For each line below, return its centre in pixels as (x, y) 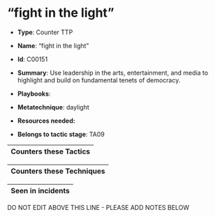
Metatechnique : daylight (53, 107)
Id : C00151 (32, 59)
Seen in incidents (40, 190)
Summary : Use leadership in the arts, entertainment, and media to (113, 73)
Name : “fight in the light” (53, 45)
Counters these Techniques (58, 171)
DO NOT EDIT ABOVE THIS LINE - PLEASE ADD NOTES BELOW (98, 207)
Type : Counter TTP (45, 32)
